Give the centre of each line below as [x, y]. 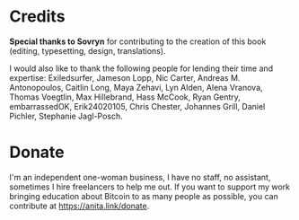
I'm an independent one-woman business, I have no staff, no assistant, [140, 177]
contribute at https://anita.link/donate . [79, 206]
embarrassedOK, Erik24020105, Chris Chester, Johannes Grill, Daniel [137, 106]
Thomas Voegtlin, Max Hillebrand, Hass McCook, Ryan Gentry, [125, 97]
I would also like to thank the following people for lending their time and [141, 68]
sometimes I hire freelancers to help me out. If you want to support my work [149, 187]
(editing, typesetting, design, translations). [88, 50]
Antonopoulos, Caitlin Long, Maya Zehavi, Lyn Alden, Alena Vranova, [136, 87]
